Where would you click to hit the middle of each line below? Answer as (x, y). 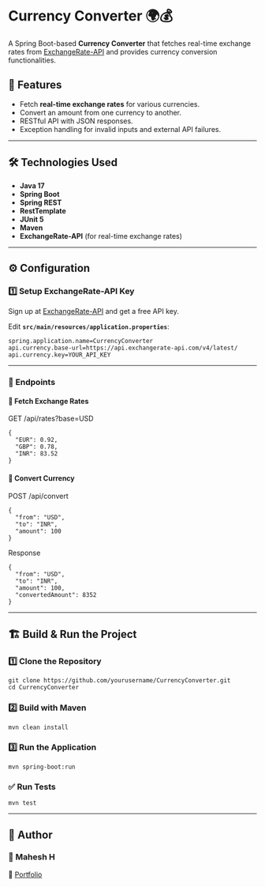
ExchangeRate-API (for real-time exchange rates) (101, 236)
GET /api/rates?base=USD (51, 419)
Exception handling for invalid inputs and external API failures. (120, 129)
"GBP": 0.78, (37, 447)
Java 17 (32, 185)
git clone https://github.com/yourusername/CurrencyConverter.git (119, 681)
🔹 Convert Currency (41, 478)
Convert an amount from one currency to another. (101, 112)
